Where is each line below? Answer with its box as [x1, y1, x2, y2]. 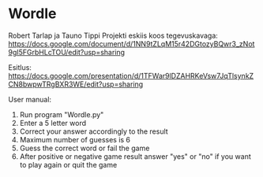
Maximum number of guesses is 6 [19, 135, 131, 144]
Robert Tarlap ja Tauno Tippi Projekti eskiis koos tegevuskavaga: [8, 31, 219, 40]
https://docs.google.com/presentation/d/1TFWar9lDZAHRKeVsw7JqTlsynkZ [8, 71, 254, 80]
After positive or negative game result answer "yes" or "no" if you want [19, 151, 251, 161]
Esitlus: [8, 62, 32, 72]
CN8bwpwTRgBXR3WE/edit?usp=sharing [8, 79, 144, 89]
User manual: [8, 94, 52, 104]
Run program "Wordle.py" [19, 109, 104, 119]
